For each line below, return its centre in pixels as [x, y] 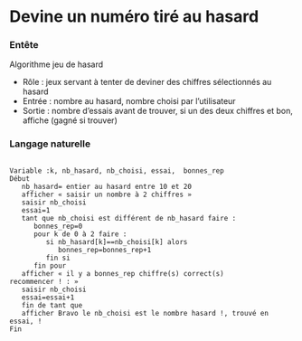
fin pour [50, 265]
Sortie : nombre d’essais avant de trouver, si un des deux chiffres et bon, [158, 111]
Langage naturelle [50, 144]
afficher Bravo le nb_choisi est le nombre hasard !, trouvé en [145, 313]
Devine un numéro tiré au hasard [134, 17]
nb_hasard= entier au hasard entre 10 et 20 [107, 186]
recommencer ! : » [44, 281]
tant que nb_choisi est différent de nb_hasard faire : [129, 218]
